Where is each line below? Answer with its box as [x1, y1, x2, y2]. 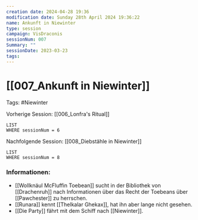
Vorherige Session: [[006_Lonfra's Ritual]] [6, 110, 110, 117]
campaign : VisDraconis [6, 31, 63, 37]
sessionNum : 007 [6, 36, 47, 42]
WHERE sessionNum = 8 [6, 154, 60, 160]
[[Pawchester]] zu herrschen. [14, 194, 88, 201]
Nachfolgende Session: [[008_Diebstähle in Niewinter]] [6, 137, 142, 145]
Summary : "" [6, 42, 36, 48]
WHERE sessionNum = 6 [6, 127, 60, 133]
